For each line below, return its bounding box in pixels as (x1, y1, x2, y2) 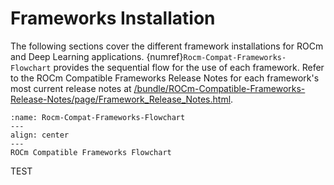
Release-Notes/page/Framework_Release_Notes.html (10, 93, 232, 105)
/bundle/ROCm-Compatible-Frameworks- (133, 82, 306, 94)
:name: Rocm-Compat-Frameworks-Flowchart (10, 112, 186, 122)
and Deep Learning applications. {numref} (10, 50, 184, 62)
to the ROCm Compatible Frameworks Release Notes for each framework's (10, 72, 320, 84)
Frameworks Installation (10, 7, 216, 30)
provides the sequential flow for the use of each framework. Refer (53, 61, 325, 73)
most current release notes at (10, 82, 132, 94)
